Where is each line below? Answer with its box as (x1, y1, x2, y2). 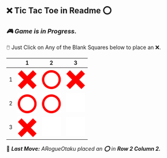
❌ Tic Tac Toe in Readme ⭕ (6, 5, 112, 16)
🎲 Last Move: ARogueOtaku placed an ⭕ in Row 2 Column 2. (6, 145, 161, 153)
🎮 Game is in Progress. (6, 27, 77, 36)
